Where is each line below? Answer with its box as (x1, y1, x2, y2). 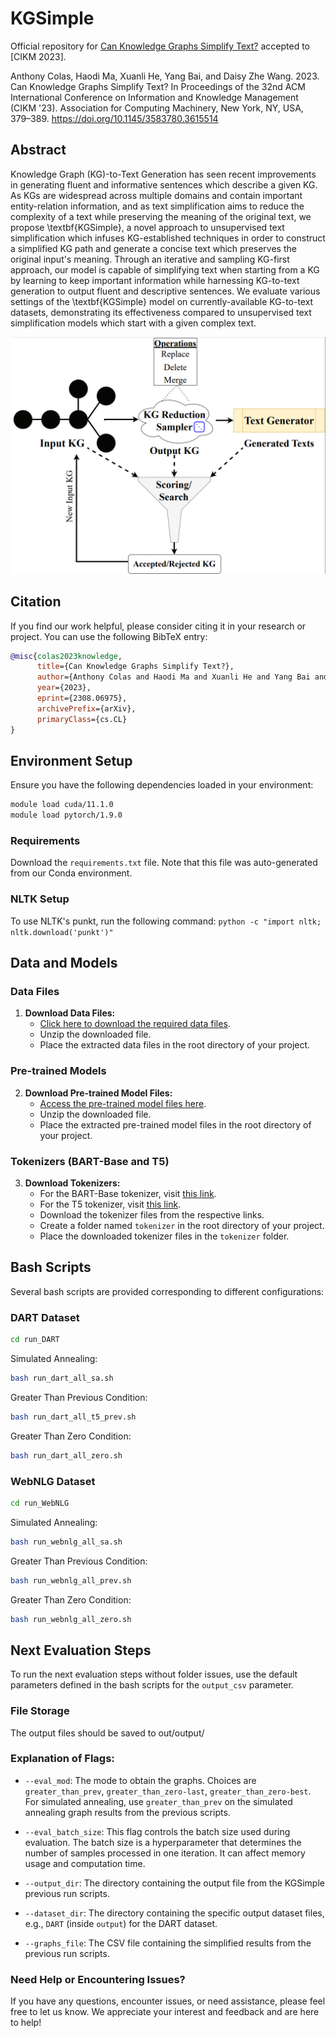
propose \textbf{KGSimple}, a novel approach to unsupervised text (10, 221, 285, 233)
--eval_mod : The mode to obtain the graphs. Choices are (24, 1774, 257, 1786)
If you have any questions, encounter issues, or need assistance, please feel (10, 1995, 326, 2007)
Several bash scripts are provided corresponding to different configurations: (10, 1285, 325, 1297)
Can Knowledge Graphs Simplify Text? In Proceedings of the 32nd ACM (10, 80, 306, 92)
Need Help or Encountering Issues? (10, 1972, 186, 1986)
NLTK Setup (10, 892, 70, 906)
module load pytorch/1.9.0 (10, 810, 123, 821)
